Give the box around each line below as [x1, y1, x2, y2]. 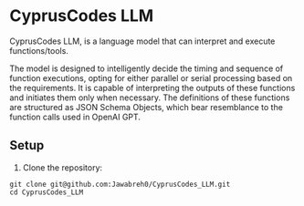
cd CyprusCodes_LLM [9, 188, 84, 197]
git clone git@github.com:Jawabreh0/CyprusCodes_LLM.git [9, 180, 231, 189]
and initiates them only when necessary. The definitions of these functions [9, 92, 290, 103]
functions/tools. [9, 45, 68, 56]
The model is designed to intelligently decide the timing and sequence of [9, 63, 284, 74]
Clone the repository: [22, 161, 103, 173]
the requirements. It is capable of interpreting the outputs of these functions [9, 82, 296, 93]
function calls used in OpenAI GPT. [9, 111, 142, 122]
